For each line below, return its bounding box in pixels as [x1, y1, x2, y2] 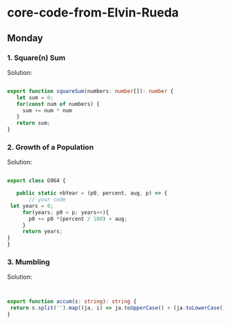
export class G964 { [7, 177, 67, 184]
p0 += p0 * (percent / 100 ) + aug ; [28, 215, 128, 222]
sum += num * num [22, 107, 72, 114]
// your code [28, 196, 67, 204]
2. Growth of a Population [7, 142, 94, 152]
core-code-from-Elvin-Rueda [7, 5, 179, 21]
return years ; [22, 228, 63, 235]
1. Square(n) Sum [7, 53, 66, 63]
